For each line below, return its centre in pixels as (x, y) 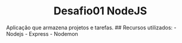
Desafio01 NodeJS (100, 11)
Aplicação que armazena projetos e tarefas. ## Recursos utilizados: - (91, 27)
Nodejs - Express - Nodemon (42, 33)
